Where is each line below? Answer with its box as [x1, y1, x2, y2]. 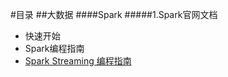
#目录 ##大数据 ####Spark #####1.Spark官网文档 [10, 9, 218, 20]
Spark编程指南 [24, 43, 85, 54]
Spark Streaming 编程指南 [24, 55, 132, 67]
